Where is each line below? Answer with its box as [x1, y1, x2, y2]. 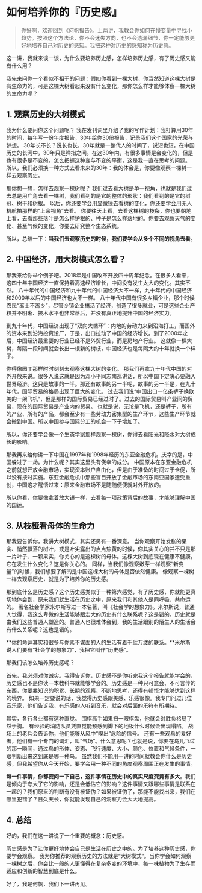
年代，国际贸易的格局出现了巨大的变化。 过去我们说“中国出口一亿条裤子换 [6, 387, 189, 395]
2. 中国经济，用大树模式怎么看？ [6, 254, 126, 265]
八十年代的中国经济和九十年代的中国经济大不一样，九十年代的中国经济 [17, 286, 192, 294]
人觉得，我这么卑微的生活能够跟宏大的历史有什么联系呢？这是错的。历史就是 [6, 611, 196, 618]
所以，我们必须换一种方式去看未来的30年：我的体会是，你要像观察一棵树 [6, 164, 187, 171]
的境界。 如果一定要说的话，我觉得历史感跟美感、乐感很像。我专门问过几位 [6, 695, 192, 702]
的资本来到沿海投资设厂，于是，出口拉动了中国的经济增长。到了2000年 [6, 329, 183, 336]
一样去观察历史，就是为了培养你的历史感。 [6, 575, 112, 582]
